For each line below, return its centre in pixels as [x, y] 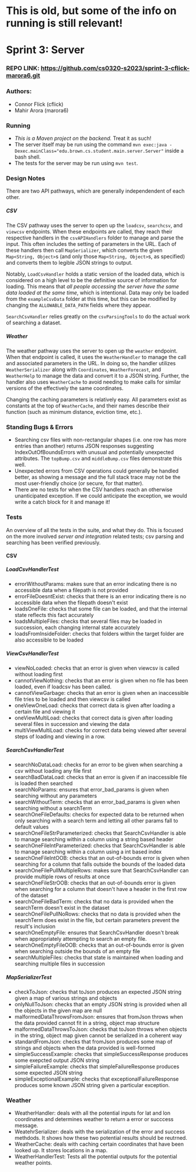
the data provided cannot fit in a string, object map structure [87, 1023]
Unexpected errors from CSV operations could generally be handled [97, 471]
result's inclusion [35, 927]
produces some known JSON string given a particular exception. [92, 1085]
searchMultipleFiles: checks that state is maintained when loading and [99, 958]
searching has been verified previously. [53, 542]
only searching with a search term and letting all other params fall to [96, 821]
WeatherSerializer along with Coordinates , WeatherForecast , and [84, 369]
